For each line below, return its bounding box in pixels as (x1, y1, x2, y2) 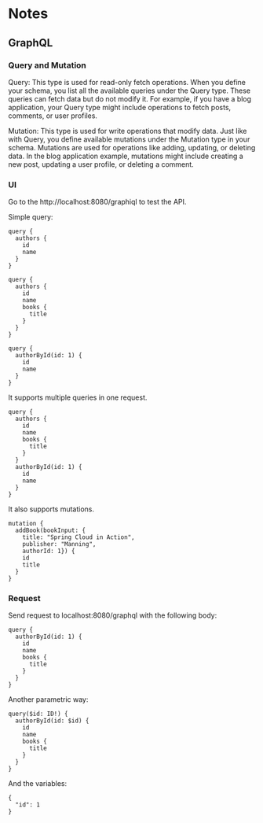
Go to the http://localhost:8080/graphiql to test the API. (8, 197, 187, 207)
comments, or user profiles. (8, 111, 98, 120)
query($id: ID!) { (8, 710, 68, 718)
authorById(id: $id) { (15, 717, 89, 725)
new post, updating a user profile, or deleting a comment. (8, 159, 194, 169)
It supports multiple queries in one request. (8, 393, 148, 402)
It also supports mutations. (8, 504, 95, 514)
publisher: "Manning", (22, 541, 97, 548)
